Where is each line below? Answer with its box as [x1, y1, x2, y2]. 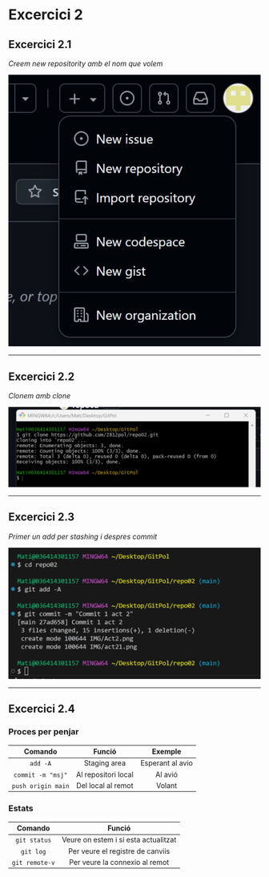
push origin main [11, 782, 70, 790]
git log [20, 847, 46, 855]
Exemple [151, 747, 182, 757]
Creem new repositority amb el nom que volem [8, 59, 163, 68]
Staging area [83, 758, 126, 768]
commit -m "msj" [13, 771, 68, 779]
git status [15, 836, 52, 845]
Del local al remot [75, 780, 134, 790]
